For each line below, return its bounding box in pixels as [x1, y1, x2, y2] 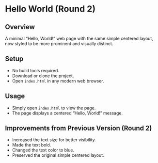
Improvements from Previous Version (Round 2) [5, 124, 152, 132]
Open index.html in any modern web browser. [12, 78, 104, 83]
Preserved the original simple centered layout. [12, 152, 104, 158]
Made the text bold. [12, 142, 51, 148]
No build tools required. [12, 67, 60, 73]
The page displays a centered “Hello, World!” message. [12, 110, 123, 116]
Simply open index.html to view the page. [12, 105, 96, 111]
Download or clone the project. [12, 73, 74, 79]
